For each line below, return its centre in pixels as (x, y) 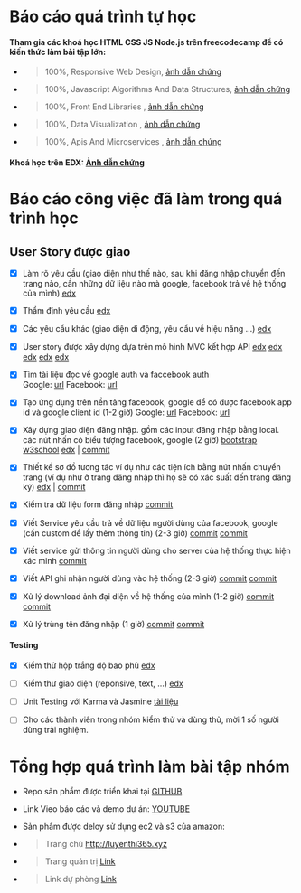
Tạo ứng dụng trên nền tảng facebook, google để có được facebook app (157, 402)
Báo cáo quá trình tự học (103, 17)
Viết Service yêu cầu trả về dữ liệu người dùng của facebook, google (150, 522)
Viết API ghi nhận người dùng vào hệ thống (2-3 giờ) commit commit (150, 578)
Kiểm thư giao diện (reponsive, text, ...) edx (103, 683)
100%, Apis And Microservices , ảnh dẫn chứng (134, 142)
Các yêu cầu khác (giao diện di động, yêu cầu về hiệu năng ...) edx (147, 329)
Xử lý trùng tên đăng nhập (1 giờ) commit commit (113, 624)
